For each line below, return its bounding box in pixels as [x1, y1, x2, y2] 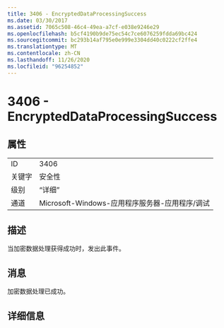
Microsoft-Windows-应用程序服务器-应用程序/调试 [39, 198, 211, 208]
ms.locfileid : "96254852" [7, 63, 83, 70]
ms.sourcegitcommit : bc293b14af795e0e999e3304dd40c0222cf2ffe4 [7, 37, 198, 44]
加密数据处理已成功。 [7, 287, 69, 295]
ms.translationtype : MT [7, 43, 78, 50]
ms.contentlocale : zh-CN [7, 50, 81, 57]
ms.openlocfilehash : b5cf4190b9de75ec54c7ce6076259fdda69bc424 [7, 30, 198, 37]
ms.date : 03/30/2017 [7, 17, 69, 24]
